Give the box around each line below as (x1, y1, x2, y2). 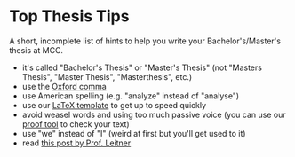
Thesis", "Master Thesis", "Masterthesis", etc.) (21, 71, 193, 82)
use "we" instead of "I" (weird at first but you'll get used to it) (21, 128, 246, 138)
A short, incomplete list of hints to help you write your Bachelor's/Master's (9, 35, 282, 46)
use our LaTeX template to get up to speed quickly (21, 99, 207, 110)
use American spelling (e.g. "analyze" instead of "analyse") (21, 90, 240, 101)
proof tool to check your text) (21, 118, 131, 130)
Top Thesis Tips (9, 6, 130, 27)
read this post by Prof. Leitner (21, 137, 132, 148)
